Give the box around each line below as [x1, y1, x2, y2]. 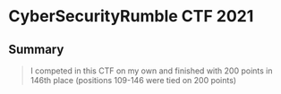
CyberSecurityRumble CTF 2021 [8, 6, 254, 27]
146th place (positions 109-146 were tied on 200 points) [30, 75, 237, 85]
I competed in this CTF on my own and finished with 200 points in [30, 65, 273, 76]
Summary [8, 41, 64, 56]
